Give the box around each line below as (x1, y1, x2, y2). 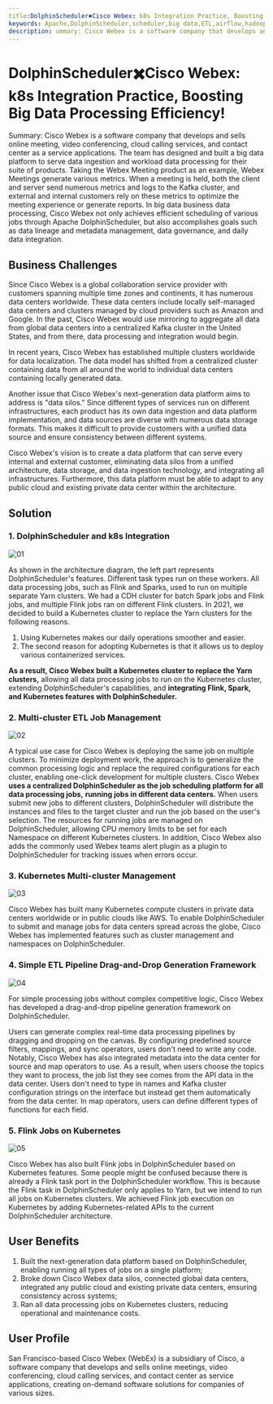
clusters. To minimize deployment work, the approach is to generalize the (8, 754, 254, 765)
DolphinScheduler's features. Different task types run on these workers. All (8, 573, 260, 583)
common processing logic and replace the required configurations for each (8, 763, 260, 773)
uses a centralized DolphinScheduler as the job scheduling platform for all (8, 781, 264, 790)
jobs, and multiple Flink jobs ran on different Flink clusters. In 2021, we (8, 599, 244, 609)
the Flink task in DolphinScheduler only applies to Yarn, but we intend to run (8, 1185, 262, 1195)
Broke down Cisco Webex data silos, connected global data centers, (19, 1273, 249, 1283)
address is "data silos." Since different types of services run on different (8, 398, 250, 408)
